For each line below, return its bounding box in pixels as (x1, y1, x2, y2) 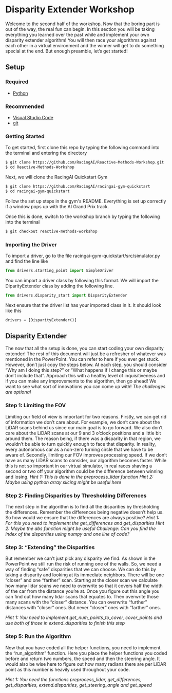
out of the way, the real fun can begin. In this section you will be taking (5, 26, 155, 32)
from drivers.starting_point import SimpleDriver (5, 268, 114, 273)
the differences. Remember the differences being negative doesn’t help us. (5, 509, 164, 515)
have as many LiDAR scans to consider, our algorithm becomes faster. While (5, 457, 167, 463)
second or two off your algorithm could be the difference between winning (5, 468, 163, 474)
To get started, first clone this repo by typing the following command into (5, 144, 160, 151)
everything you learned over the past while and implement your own (5, 31, 150, 38)
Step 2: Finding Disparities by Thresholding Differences (5, 492, 147, 499)
